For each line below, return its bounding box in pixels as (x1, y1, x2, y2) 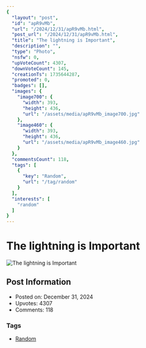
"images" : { (12, 88, 43, 94)
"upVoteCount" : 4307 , (12, 60, 67, 66)
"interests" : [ (12, 196, 50, 202)
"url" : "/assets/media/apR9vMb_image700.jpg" (22, 111, 140, 117)
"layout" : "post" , (12, 15, 59, 21)
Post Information (6, 277, 71, 287)
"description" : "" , (12, 43, 61, 49)
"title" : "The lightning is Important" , (12, 37, 116, 43)
